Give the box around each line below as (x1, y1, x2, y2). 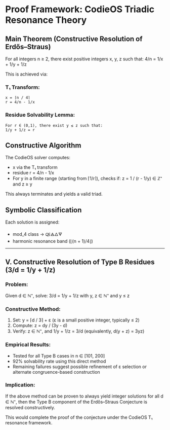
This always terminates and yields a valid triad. (5, 191, 103, 197)
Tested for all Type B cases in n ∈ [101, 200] (12, 352, 105, 359)
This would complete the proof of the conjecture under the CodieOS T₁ (5, 414, 153, 420)
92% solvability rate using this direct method (12, 358, 106, 364)
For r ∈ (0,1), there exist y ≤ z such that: (5, 123, 103, 128)
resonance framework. (5, 419, 53, 425)
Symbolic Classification (5, 205, 82, 214)
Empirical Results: (5, 341, 51, 348)
